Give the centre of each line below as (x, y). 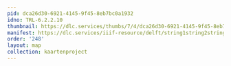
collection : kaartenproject (47, 52)
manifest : (21, 33)
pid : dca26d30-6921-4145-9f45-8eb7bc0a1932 (70, 13)
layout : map (24, 45)
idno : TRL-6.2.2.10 (35, 20)
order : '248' (26, 39)
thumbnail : (23, 26)
